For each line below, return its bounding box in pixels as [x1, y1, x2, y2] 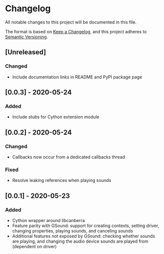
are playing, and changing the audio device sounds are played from [12, 238, 148, 244]
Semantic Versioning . [5, 34, 48, 40]
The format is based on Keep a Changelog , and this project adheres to [5, 28, 147, 34]
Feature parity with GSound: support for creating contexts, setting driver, [12, 223, 159, 229]
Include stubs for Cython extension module [12, 114, 99, 120]
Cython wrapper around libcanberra [12, 217, 85, 223]
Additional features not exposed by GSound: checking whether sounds [12, 233, 155, 239]
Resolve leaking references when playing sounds [12, 178, 112, 183]
